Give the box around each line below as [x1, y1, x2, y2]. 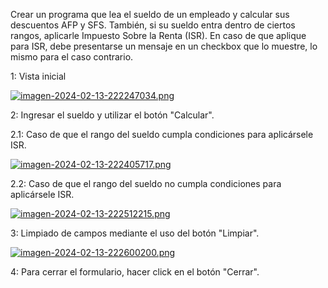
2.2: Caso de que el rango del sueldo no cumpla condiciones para [10, 178, 282, 189]
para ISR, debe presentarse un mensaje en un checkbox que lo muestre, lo [10, 40, 318, 52]
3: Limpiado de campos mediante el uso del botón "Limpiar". [10, 227, 260, 239]
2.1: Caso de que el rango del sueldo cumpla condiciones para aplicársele [10, 129, 314, 140]
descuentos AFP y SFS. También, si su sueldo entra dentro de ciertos [10, 19, 296, 31]
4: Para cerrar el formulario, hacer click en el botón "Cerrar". [10, 266, 260, 278]
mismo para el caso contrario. [10, 51, 134, 63]
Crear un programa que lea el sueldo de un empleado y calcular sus [10, 9, 290, 20]
